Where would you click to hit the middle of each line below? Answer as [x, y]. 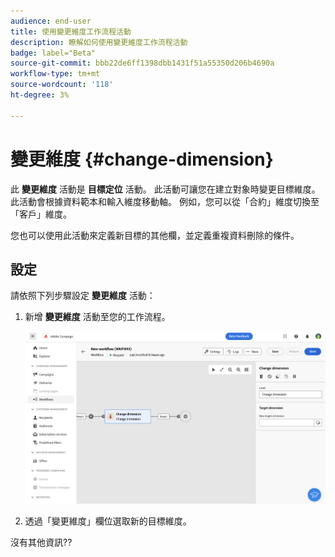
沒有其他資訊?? [41, 542]
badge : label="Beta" [53, 53]
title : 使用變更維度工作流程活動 [71, 31]
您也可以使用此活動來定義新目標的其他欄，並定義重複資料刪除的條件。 [155, 235]
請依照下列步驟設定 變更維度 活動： [83, 296]
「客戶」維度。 [41, 214]
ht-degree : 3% [40, 95]
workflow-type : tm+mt [55, 74]
